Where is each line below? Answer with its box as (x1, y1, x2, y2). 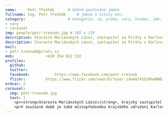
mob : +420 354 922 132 (5, 53, 81, 59)
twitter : (9, 68, 28, 73)
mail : (5, 44, 16, 49)
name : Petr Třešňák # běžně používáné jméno (5, 7, 120, 12)
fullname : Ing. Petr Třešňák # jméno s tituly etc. (5, 12, 124, 17)
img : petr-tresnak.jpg (9, 91, 57, 96)
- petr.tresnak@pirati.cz (5, 49, 59, 54)
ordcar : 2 (5, 81, 26, 86)
